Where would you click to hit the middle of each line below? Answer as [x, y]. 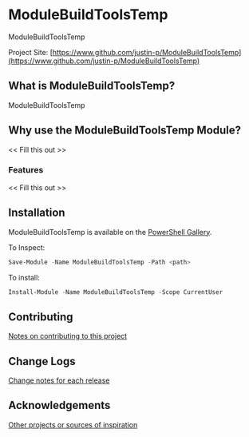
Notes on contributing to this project [68, 336]
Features [26, 170]
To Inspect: [27, 247]
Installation [37, 213]
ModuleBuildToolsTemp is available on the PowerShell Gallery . [110, 232]
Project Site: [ [31, 52]
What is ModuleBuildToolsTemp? [92, 86]
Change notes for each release [59, 380]
